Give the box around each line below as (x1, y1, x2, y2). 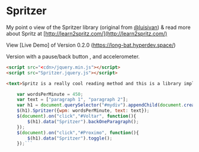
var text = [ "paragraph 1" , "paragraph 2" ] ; (17, 96, 129, 103)
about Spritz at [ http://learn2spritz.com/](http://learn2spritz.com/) (6, 30, 168, 37)
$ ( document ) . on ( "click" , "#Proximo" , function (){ (17, 130, 139, 135)
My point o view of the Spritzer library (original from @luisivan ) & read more (6, 24, 191, 31)
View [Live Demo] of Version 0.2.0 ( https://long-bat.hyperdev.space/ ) (6, 41, 176, 48)
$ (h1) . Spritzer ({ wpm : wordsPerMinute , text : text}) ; (17, 108, 150, 114)
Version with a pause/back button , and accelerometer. (6, 53, 140, 60)
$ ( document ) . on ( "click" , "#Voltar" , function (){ (17, 114, 136, 119)
